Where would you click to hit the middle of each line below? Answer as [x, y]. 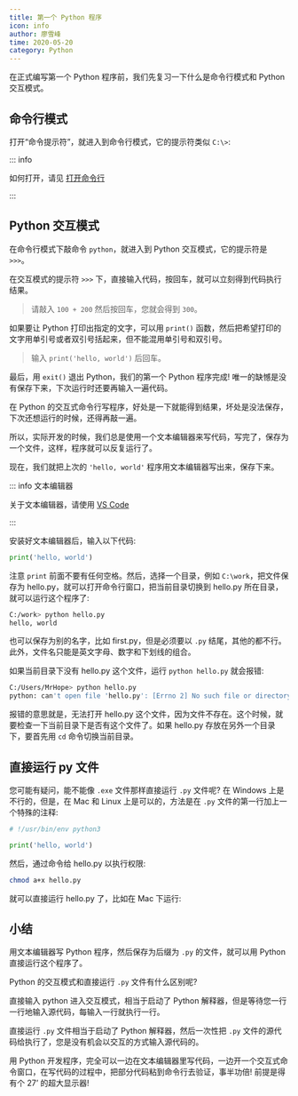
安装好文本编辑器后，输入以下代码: [73, 540]
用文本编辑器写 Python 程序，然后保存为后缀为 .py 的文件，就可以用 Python [148, 952]
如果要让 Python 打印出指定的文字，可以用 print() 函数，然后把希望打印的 [145, 328]
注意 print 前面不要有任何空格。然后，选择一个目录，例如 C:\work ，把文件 [145, 575]
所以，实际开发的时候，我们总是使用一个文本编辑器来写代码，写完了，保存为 [149, 436]
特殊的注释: [38, 812]
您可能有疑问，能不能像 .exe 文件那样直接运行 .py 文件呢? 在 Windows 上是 [147, 790]
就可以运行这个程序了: [50, 597]
